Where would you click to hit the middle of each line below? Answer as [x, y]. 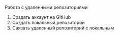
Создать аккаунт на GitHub [41, 17]
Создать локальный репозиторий [48, 23]
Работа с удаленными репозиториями [46, 7]
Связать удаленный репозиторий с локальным [63, 28]
